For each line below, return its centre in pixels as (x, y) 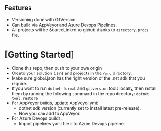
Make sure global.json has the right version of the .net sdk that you (78, 78)
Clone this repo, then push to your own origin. (57, 68)
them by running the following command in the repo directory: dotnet (80, 93)
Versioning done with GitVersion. (44, 19)
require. (19, 83)
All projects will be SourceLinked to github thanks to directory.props (80, 30)
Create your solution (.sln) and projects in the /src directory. (72, 73)
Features (18, 8)
